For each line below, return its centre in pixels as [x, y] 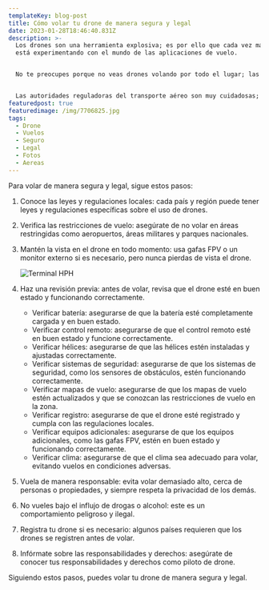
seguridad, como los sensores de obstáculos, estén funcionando [139, 372]
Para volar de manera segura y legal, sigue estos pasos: [101, 186]
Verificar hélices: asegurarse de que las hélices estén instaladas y [141, 347]
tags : [17, 118]
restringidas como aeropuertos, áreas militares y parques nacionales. [134, 234]
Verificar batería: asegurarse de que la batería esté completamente [143, 312]
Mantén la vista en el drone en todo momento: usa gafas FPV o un [128, 249]
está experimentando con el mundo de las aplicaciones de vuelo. [127, 53]
